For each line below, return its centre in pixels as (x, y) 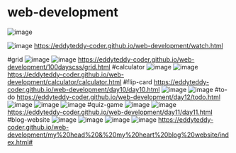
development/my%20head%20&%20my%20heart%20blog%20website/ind (118, 135)
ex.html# (20, 142)
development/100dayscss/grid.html (59, 67)
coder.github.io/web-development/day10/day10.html (84, 89)
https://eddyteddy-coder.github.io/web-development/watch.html (129, 45)
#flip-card (137, 81)
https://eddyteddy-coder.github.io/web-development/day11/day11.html (110, 112)
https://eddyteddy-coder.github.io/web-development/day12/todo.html (119, 97)
